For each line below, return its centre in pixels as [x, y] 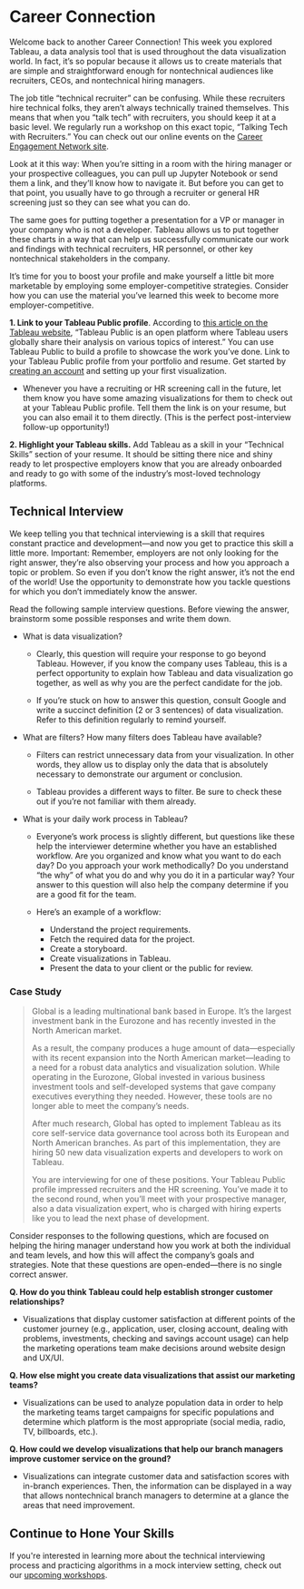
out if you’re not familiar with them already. [116, 801]
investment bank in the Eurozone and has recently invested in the [154, 1021]
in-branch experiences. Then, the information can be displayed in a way [157, 1486]
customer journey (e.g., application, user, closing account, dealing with [155, 1329]
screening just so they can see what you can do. [100, 202]
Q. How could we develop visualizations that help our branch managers [147, 1449]
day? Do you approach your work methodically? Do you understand [162, 865]
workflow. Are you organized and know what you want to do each [158, 856]
